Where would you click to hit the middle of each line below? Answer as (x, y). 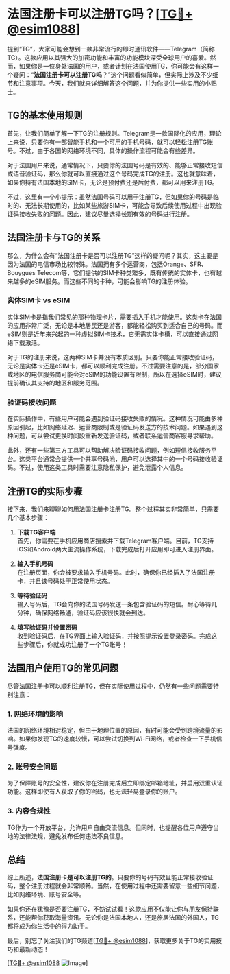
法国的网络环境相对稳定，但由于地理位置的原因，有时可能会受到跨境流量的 (112, 730)
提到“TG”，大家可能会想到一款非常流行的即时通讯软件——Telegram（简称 (111, 49)
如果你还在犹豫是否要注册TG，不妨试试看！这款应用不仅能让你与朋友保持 (110, 909)
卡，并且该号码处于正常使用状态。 (65, 581)
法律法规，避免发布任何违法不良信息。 (73, 836)
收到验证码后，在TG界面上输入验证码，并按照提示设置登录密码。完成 (114, 636)
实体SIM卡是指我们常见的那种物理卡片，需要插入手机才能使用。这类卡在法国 (115, 317)
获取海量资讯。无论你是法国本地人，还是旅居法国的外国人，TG (131, 918)
